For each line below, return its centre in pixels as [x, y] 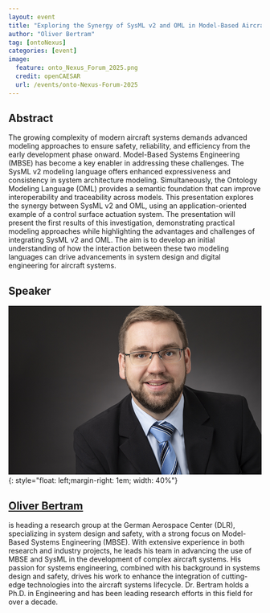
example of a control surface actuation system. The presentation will [122, 215]
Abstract [31, 119]
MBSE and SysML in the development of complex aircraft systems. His [125, 559]
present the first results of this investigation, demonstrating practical [122, 223]
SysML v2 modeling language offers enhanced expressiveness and [120, 172]
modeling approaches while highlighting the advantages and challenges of [132, 231]
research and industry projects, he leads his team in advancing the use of [130, 551]
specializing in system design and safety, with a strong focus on [115, 533]
